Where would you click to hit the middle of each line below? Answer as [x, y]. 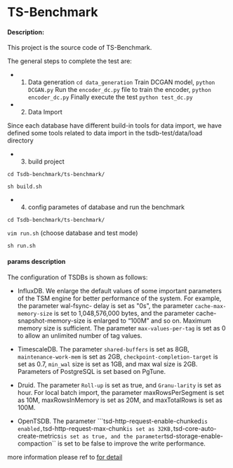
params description [36, 261]
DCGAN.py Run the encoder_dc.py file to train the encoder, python [120, 90]
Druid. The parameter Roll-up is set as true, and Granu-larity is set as [119, 385]
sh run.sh [22, 246]
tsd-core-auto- [195, 428]
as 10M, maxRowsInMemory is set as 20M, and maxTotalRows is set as [120, 400]
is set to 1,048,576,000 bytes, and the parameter [124, 313]
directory [20, 140]
